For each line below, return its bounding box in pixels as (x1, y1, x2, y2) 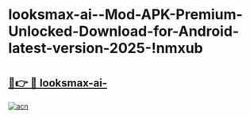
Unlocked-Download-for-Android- (8, 22, 240, 40)
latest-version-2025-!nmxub (8, 40, 204, 57)
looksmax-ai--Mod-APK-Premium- (8, 6, 244, 24)
